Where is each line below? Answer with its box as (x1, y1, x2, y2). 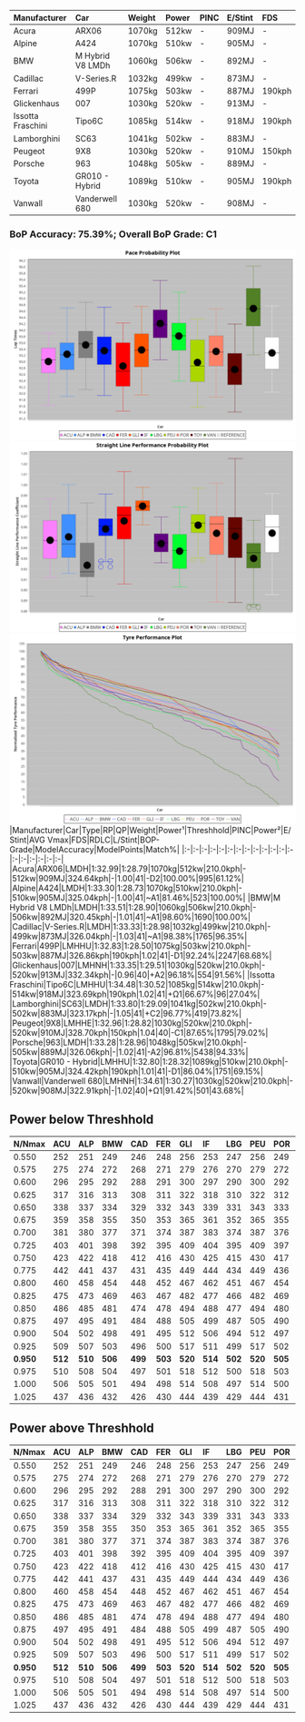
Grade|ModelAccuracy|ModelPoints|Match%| (9, 844, 180, 855)
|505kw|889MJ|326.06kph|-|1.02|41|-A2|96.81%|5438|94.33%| (9, 1047, 249, 1058)
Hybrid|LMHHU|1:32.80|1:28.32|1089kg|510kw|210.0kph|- (72, 1057, 289, 1068)
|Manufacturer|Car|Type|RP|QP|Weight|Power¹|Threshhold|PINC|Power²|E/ (9, 825, 292, 836)
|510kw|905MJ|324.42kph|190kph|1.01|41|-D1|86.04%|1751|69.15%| (9, 1066, 263, 1077)
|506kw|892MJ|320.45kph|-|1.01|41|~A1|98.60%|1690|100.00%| (9, 911, 251, 922)
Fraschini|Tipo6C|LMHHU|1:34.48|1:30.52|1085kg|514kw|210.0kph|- (9, 979, 265, 990)
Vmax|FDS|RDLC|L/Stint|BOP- (46, 834, 161, 845)
